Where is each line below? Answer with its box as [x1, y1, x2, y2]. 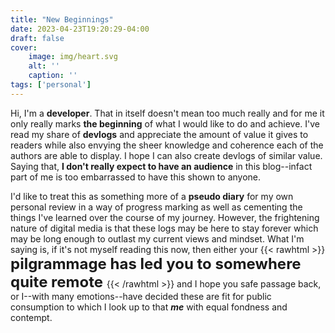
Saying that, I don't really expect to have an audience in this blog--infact [10, 160, 313, 172]
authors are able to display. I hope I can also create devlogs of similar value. [10, 149, 323, 161]
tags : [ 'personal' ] [10, 80, 92, 90]
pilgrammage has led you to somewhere [10, 254, 302, 273]
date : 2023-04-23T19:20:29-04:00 [10, 24, 150, 34]
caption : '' [28, 71, 78, 81]
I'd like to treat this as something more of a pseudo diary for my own [10, 190, 294, 202]
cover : [10, 42, 38, 53]
